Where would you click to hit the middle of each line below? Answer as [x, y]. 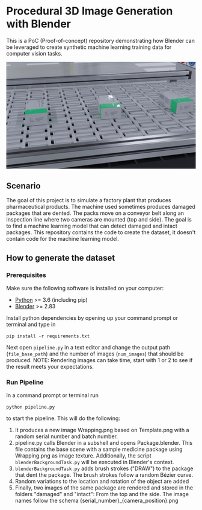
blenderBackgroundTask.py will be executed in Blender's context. [94, 462]
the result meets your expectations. [50, 366]
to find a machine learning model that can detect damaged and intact [92, 226]
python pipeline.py [31, 407]
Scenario [23, 186]
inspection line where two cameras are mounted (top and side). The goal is [99, 220]
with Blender [38, 24]
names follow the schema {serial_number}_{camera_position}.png [96, 501]
